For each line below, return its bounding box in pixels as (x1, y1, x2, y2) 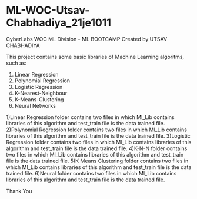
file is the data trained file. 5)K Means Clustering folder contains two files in (6, 157, 189, 164)
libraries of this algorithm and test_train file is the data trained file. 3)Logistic (6, 132, 191, 139)
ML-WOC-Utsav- (6, 4, 90, 17)
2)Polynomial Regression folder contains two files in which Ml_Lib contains (6, 126, 187, 133)
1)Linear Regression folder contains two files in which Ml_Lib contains (6, 113, 175, 121)
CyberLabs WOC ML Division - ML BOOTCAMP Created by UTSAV (6, 35, 168, 42)
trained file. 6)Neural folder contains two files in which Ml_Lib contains (6, 170, 177, 177)
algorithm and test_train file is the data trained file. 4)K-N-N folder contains (6, 145, 188, 152)
